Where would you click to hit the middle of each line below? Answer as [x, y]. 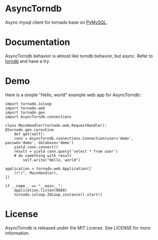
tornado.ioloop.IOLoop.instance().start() [58, 195]
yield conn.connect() [36, 147]
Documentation [38, 42]
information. [18, 233]
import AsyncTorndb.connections [38, 117]
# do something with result [43, 156]
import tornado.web [25, 108]
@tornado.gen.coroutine [30, 130]
